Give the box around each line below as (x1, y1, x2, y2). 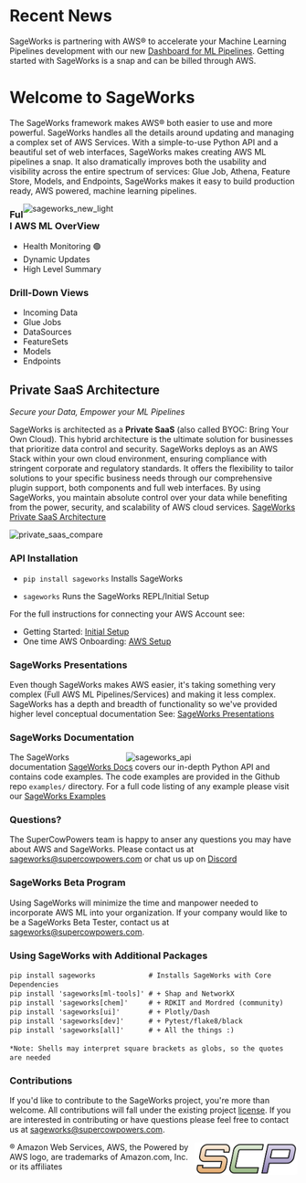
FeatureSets (22, 336, 69, 347)
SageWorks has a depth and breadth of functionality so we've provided (9, 698, 278, 709)
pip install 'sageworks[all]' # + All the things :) (9, 1026, 235, 1035)
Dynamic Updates (22, 254, 90, 265)
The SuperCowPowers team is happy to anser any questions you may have (9, 834, 292, 845)
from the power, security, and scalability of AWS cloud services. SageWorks (9, 502, 296, 512)
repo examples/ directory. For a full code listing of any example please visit (9, 781, 290, 792)
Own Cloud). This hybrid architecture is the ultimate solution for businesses (9, 434, 294, 445)
